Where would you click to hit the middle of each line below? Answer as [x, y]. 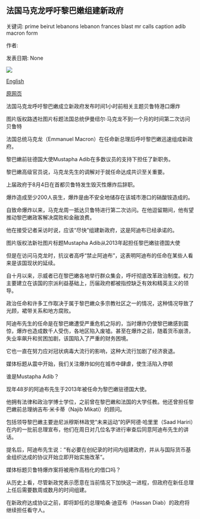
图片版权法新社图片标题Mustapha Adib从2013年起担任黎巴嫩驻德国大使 [93, 242]
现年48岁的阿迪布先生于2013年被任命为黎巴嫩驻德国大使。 [78, 389]
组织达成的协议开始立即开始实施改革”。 [60, 457]
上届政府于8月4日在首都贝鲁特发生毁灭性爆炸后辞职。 [72, 185]
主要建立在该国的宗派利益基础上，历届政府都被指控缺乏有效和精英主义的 [95, 283]
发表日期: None [25, 58]
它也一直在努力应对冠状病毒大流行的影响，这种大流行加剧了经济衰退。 [92, 351]
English [15, 81]
